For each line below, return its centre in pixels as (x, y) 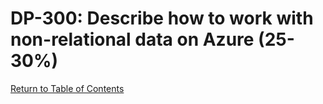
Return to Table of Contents (67, 88)
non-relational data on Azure (132, 39)
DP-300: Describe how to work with (162, 18)
